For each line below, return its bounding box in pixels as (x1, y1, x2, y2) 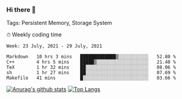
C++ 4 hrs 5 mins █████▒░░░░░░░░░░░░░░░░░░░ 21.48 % (6, 59, 176, 66)
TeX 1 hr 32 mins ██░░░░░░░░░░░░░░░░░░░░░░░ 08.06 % (6, 64, 176, 70)
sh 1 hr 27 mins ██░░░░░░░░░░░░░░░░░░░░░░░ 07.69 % (6, 70, 176, 76)
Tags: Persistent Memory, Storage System (6, 19, 112, 27)
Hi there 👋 (6, 5, 37, 14)
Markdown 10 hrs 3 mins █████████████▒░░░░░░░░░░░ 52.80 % (6, 54, 176, 60)
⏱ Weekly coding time (6, 31, 62, 38)
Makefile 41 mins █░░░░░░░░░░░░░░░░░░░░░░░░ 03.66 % (6, 75, 176, 81)
